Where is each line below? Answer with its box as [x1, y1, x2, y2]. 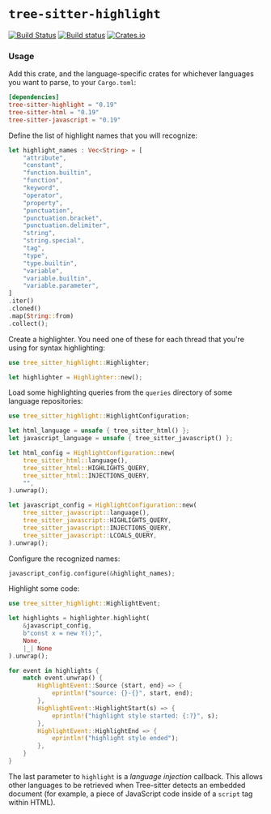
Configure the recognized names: [8, 554, 121, 563]
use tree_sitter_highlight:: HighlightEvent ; [8, 599, 161, 608]
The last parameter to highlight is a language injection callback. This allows [8, 771, 263, 781]
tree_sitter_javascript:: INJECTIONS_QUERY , [23, 524, 172, 532]
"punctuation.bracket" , [23, 214, 104, 222]
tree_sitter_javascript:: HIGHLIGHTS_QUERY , [23, 516, 172, 525]
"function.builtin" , [23, 169, 92, 177]
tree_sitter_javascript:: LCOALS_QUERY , [23, 531, 158, 539]
